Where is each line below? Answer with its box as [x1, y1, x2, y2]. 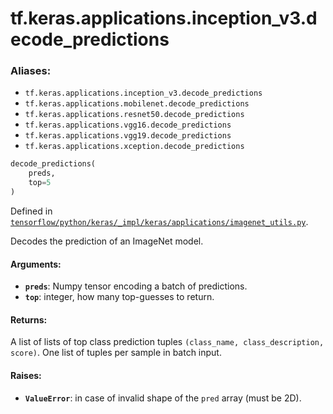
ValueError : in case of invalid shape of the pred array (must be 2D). [24, 392, 302, 404]
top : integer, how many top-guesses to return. [24, 291, 215, 303]
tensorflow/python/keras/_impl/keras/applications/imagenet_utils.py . [10, 215, 309, 227]
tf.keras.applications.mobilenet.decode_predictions [24, 99, 250, 109]
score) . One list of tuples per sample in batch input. [10, 347, 222, 359]
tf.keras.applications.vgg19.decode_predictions [24, 131, 232, 141]
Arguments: [10, 258, 62, 270]
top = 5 [28, 178, 52, 188]
